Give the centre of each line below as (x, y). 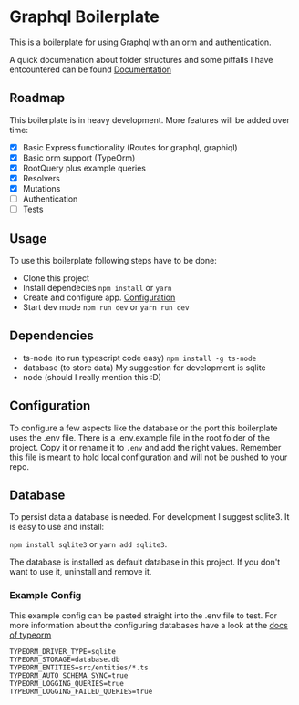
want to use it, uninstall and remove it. (81, 572)
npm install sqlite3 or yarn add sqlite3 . (88, 544)
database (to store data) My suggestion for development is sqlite (144, 368)
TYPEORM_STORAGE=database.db (65, 659)
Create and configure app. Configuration (99, 297)
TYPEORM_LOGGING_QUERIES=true (67, 683)
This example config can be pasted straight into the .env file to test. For (144, 615)
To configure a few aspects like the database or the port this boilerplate (144, 428)
